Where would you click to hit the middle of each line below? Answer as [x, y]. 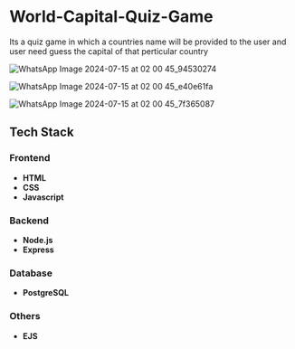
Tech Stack [42, 132]
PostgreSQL [46, 293]
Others [25, 316]
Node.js [38, 240]
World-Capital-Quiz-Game [111, 17]
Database [31, 273]
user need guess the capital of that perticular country [109, 51]
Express [38, 250]
